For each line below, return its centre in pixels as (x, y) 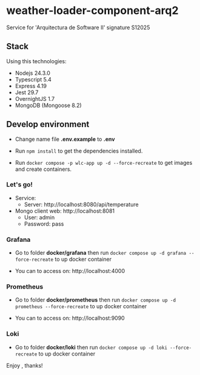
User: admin (39, 217)
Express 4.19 (31, 86)
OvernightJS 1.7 (35, 98)
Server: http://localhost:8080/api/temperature (81, 204)
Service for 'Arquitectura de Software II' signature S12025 (78, 27)
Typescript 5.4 (33, 79)
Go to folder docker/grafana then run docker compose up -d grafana (101, 253)
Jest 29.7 (27, 92)
